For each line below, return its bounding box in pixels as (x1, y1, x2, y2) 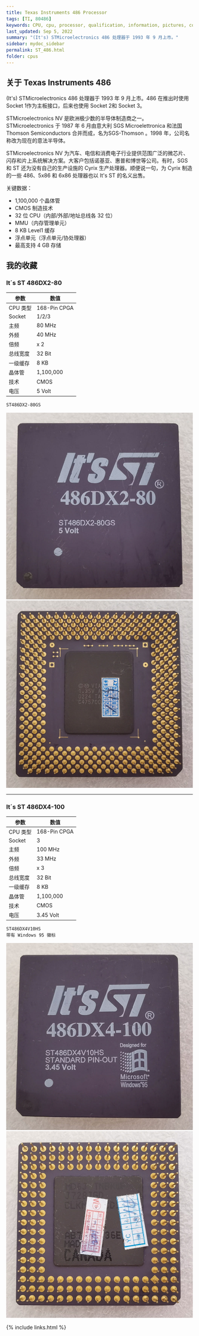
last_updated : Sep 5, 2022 (6, 29, 73, 34)
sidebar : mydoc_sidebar (6, 41, 65, 47)
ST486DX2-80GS (6, 401, 41, 408)
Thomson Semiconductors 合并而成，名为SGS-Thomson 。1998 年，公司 (6, 129, 185, 137)
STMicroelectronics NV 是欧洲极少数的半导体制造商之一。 (6, 115, 147, 122)
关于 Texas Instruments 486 (6, 78, 111, 88)
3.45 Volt (36, 911, 59, 919)
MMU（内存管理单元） (14, 219, 70, 226)
